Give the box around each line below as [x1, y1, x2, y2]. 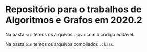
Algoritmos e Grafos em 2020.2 [5, 14, 142, 26]
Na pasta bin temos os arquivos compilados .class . [5, 41, 115, 47]
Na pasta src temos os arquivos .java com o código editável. [5, 31, 135, 37]
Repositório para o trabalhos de [5, 4, 142, 15]
